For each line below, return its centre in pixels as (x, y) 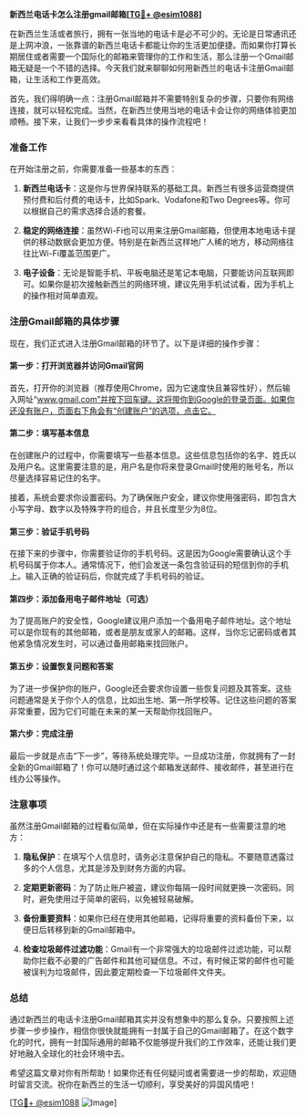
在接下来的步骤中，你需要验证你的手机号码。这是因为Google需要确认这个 (147, 553)
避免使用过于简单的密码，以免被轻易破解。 (118, 899)
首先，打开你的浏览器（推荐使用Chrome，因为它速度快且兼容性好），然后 (146, 388)
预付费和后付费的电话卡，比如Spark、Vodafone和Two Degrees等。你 (153, 200)
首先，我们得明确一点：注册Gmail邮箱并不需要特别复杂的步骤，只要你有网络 (152, 99)
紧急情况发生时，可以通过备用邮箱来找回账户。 (105, 643)
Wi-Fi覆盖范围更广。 (77, 254)
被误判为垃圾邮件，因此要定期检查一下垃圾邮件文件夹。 (126, 972)
